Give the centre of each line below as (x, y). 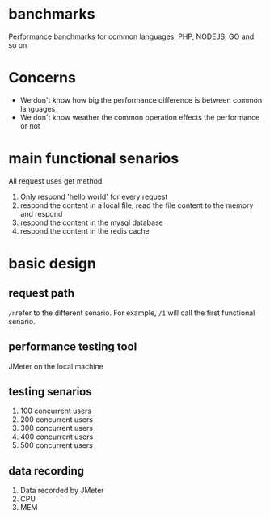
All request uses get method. (57, 181)
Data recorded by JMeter (62, 491)
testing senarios (50, 392)
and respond (41, 213)
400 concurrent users (57, 437)
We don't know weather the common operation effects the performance (140, 117)
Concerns (42, 78)
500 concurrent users (56, 445)
